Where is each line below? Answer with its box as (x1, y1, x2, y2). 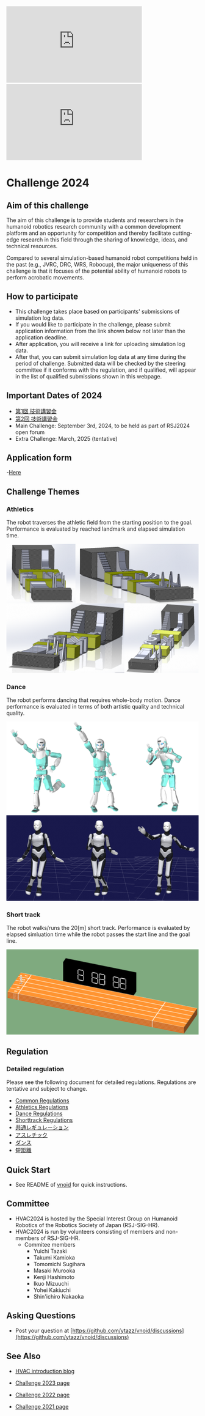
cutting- (172, 229, 193, 237)
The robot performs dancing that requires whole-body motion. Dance (6, 696, 181, 704)
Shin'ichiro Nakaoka (33, 1292, 84, 1300)
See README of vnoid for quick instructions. (15, 1181, 128, 1189)
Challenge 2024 (6, 176, 90, 190)
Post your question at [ (15, 1327, 73, 1334)
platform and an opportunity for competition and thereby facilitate (6, 229, 171, 237)
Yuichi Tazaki (33, 1247, 67, 1255)
